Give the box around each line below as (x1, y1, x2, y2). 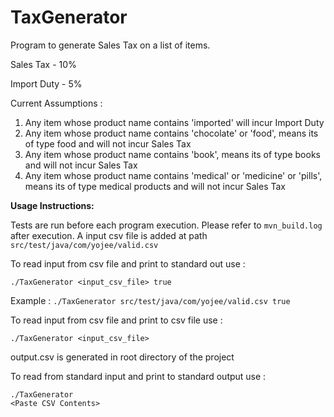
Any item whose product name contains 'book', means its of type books (24, 148, 321, 160)
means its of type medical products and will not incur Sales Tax (24, 180, 287, 192)
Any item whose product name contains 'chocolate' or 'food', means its (24, 127, 319, 139)
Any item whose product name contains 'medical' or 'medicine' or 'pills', (24, 169, 323, 181)
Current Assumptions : (10, 97, 103, 109)
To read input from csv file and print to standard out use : (10, 257, 246, 270)
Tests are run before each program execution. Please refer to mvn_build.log (10, 219, 323, 231)
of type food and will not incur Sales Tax (24, 137, 192, 150)
